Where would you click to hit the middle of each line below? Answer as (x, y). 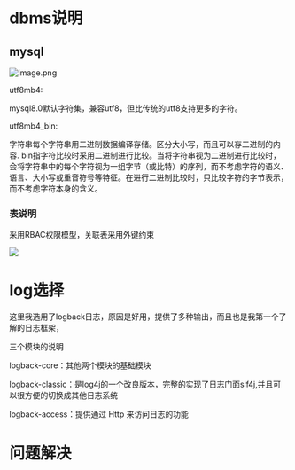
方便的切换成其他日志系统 (71, 396)
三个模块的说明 (36, 347)
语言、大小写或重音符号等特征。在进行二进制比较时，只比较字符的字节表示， (149, 177)
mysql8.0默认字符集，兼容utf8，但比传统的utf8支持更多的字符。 (126, 108)
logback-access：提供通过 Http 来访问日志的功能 (99, 414)
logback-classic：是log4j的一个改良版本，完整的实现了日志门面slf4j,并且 (141, 384)
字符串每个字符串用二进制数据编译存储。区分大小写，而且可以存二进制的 (141, 144)
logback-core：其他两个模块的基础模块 (81, 365)
